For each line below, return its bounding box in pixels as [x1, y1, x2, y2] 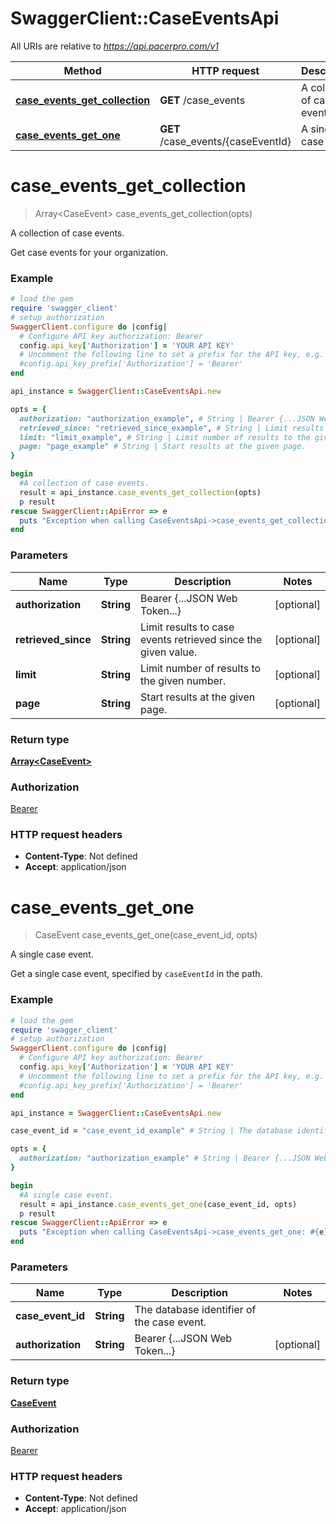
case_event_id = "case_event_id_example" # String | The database [10, 1126, 293, 1136]
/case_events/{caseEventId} [159, 134, 292, 148]
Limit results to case [140, 620, 235, 634]
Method [63, 63, 102, 77]
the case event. [134, 1315, 207, 1329]
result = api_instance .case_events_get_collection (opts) [19, 487, 262, 497]
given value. [140, 645, 198, 659]
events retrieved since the [140, 632, 263, 646]
